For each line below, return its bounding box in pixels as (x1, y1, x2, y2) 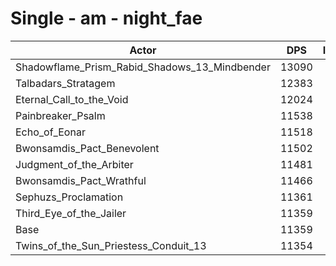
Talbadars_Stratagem (15, 76, 116, 90)
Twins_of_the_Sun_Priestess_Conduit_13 (15, 238, 207, 252)
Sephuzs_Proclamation (15, 190, 124, 204)
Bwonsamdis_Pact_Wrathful (15, 173, 147, 187)
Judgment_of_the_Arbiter (15, 157, 134, 171)
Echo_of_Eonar (15, 125, 86, 139)
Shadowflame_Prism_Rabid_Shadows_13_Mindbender (15, 60, 271, 74)
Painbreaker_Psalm (15, 108, 106, 122)
